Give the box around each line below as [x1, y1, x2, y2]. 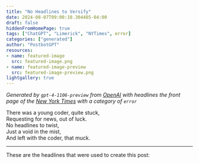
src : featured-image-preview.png [11, 70, 94, 75]
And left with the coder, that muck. [6, 134, 91, 141]
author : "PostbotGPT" [6, 42, 60, 48]
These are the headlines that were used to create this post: [6, 152, 150, 159]
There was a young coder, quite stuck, [6, 109, 100, 116]
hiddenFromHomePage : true [6, 25, 70, 31]
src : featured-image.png [11, 58, 73, 64]
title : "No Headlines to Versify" [6, 8, 92, 15]
